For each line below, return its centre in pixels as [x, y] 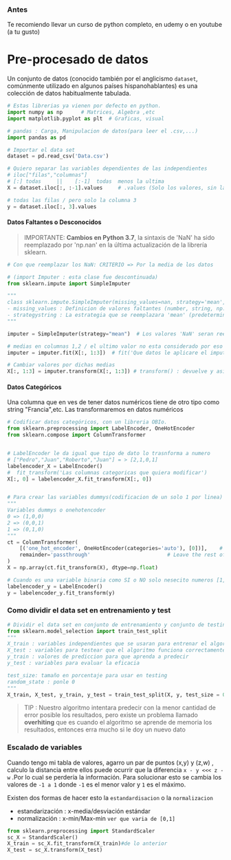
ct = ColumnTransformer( [43, 542]
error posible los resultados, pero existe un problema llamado [111, 715]
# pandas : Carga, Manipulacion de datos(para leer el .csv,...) [102, 131]
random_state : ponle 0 [41, 682]
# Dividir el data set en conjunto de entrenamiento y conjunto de [106, 625]
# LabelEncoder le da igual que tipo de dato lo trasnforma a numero [109, 454]
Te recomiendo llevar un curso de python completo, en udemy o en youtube [114, 25]
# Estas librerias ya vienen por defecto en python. [84, 106]
